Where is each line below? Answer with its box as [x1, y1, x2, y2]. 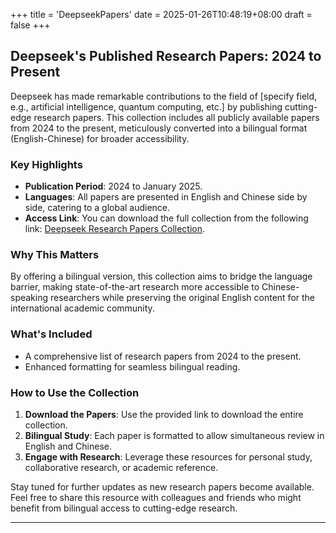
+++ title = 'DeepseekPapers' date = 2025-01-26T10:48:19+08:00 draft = [10, 9, 313, 20]
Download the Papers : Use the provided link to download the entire [24, 409, 304, 420]
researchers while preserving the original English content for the [49, 292, 315, 304]
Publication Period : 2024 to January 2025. [24, 180, 203, 193]
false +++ [10, 19, 51, 31]
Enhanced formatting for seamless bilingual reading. [24, 360, 241, 373]
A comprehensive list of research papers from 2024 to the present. [24, 350, 302, 362]
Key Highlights [10, 157, 83, 171]
